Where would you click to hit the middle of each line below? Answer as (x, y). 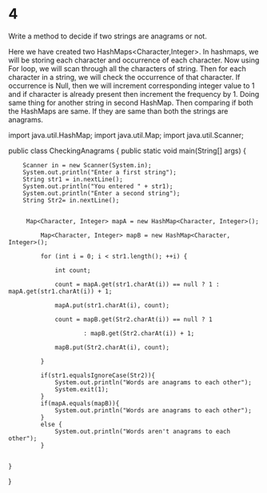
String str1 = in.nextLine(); (73, 179)
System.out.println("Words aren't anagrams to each (142, 431)
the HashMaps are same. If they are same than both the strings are (118, 111)
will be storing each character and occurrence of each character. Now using (134, 60)
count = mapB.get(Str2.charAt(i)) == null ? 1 (134, 319)
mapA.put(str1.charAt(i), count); (112, 305)
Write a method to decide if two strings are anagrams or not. (108, 36)
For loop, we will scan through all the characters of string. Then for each (127, 68)
